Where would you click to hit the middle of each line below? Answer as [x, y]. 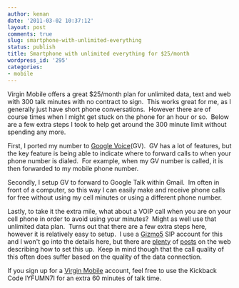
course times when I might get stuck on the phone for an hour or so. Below [118, 117]
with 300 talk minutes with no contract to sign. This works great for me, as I [119, 101]
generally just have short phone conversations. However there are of [109, 109]
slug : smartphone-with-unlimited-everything [75, 41]
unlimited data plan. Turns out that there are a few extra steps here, [107, 226]
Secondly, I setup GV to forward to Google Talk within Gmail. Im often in [113, 182]
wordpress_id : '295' [38, 61]
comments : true [30, 34]
